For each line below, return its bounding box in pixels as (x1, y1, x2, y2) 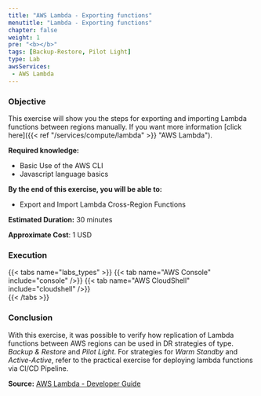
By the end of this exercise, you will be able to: (8, 184, 162, 193)
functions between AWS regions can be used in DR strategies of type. (8, 339, 234, 348)
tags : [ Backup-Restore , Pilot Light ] (8, 48, 132, 56)
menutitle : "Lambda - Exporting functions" (8, 19, 153, 27)
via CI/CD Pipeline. (8, 363, 69, 373)
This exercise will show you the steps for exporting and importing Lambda (8, 113, 247, 123)
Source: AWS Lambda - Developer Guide (8, 379, 141, 388)
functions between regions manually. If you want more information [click (8, 122, 242, 131)
